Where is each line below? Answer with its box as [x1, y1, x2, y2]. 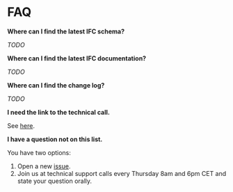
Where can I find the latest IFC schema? [7, 27, 125, 35]
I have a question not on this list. [7, 135, 103, 143]
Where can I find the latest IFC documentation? [7, 54, 147, 63]
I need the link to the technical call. [7, 108, 110, 116]
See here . [7, 121, 35, 129]
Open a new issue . [17, 161, 71, 170]
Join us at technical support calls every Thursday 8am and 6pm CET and [17, 169, 227, 177]
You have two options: [7, 148, 72, 157]
